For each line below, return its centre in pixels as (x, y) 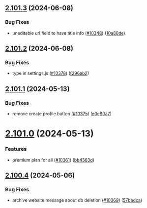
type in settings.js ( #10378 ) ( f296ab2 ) (51, 73)
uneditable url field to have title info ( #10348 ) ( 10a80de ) (69, 33)
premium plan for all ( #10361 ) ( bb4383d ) (53, 160)
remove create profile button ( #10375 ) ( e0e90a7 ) (62, 114)
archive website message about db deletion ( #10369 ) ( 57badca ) (77, 200)
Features (16, 149)
